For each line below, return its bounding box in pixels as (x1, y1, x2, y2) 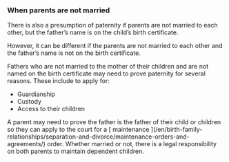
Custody (17, 97, 42, 106)
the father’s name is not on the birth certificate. (7, 49, 141, 57)
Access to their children (17, 105, 85, 113)
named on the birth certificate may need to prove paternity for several (7, 69, 206, 78)
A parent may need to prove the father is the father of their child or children (7, 118, 221, 126)
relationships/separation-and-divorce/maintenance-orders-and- (7, 132, 190, 141)
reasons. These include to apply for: (7, 77, 110, 85)
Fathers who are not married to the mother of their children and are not (7, 62, 209, 71)
